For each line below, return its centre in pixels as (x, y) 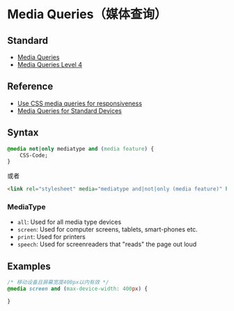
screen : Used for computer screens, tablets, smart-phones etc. (108, 229)
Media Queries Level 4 (49, 65)
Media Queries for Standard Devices (69, 111)
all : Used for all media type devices (69, 222)
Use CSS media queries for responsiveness (80, 103)
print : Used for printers (51, 237)
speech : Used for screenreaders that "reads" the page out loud (107, 244)
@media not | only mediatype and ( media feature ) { (81, 149)
